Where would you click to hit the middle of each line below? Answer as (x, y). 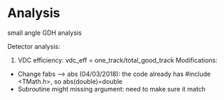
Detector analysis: (34, 46)
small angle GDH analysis (44, 33)
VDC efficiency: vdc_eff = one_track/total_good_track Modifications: (118, 60)
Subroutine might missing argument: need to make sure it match (112, 89)
